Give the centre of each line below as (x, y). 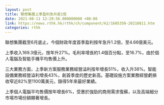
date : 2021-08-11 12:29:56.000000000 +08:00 (51, 19)
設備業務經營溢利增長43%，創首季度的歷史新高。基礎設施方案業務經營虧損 (81, 75)
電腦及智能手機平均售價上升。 (39, 59)
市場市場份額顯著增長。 (29, 98)
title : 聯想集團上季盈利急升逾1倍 (36, 14)
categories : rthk (23, 28)
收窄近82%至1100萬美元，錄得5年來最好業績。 (52, 82)
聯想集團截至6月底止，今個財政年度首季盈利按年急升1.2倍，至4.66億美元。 (81, 42)
